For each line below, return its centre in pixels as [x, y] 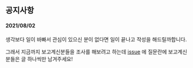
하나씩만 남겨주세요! [50, 59]
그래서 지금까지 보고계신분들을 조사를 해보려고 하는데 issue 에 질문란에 [86, 52]
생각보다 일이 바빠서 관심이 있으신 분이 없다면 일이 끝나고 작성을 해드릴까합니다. [96, 39]
